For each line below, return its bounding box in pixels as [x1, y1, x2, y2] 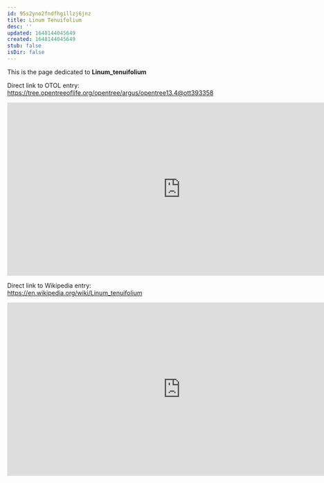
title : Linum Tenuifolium [7, 17, 82, 24]
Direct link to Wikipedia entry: [7, 281, 91, 290]
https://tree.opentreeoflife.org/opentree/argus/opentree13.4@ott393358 [7, 88, 214, 97]
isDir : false [7, 49, 45, 56]
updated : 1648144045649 [7, 29, 76, 37]
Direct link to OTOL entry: [7, 81, 80, 89]
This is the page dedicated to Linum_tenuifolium [7, 67, 147, 76]
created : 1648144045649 [7, 36, 76, 43]
